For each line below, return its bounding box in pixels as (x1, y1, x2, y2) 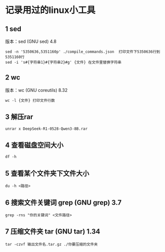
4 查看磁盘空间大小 (5, 141, 64, 150)
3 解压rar (5, 113, 33, 121)
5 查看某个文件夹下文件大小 (5, 169, 89, 177)
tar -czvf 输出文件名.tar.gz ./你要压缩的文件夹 (5, 242, 98, 247)
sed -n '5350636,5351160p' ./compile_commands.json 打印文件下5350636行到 (5, 49, 161, 54)
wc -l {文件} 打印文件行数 (5, 98, 55, 103)
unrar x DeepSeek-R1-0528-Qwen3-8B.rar (5, 126, 88, 131)
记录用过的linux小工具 (5, 4, 96, 16)
